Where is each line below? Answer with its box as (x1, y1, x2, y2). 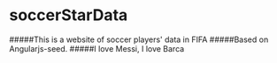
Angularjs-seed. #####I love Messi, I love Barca (9, 43, 185, 53)
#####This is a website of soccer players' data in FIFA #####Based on (9, 34, 269, 45)
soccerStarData (9, 5, 128, 25)
